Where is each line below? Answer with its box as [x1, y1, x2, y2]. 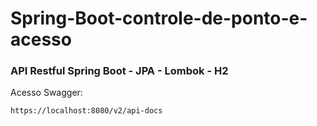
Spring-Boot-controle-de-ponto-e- [10, 7, 308, 30]
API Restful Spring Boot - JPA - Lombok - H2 [10, 64, 229, 78]
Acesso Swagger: [10, 87, 83, 99]
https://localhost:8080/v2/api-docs [10, 106, 163, 116]
